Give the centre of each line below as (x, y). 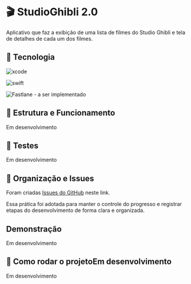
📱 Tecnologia (30, 57)
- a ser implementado (60, 94)
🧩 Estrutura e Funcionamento (61, 113)
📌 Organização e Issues (50, 178)
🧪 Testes (22, 146)
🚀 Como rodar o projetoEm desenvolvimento (89, 262)
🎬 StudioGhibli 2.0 (52, 12)
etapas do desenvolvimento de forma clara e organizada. (75, 210)
